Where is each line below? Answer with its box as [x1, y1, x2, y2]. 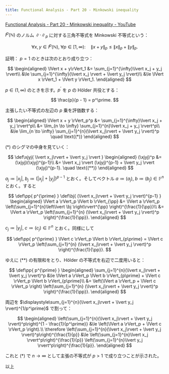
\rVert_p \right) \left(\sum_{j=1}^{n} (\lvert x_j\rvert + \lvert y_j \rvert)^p [11, 284, 158, 290]
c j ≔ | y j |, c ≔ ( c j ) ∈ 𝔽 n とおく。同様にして [5, 224, 94, 232]
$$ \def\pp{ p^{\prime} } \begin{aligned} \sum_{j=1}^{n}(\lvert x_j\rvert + [9, 267, 160, 273]
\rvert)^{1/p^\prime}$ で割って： [5, 305, 72, 311]
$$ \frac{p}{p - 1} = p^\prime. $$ [50, 97, 119, 103]
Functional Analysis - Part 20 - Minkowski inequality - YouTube [5, 21, 136, 27]
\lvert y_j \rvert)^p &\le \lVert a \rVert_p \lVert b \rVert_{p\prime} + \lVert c [9, 272, 161, 278]
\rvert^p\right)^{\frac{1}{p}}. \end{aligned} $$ [37, 342, 132, 349]
